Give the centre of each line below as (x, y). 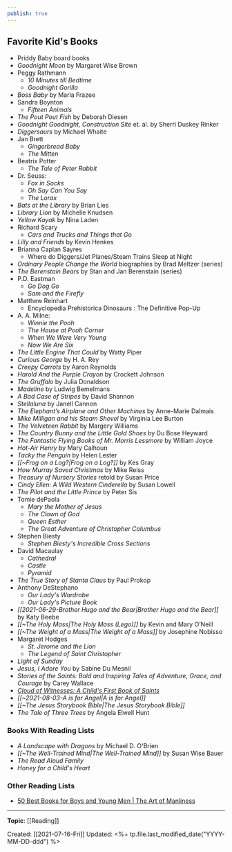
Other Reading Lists (41, 786)
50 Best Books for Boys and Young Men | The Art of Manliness (106, 801)
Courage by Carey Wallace (55, 683)
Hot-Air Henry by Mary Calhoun (62, 448)
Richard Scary (37, 227)
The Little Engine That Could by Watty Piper (79, 352)
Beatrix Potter (37, 161)
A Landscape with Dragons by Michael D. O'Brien (88, 745)
